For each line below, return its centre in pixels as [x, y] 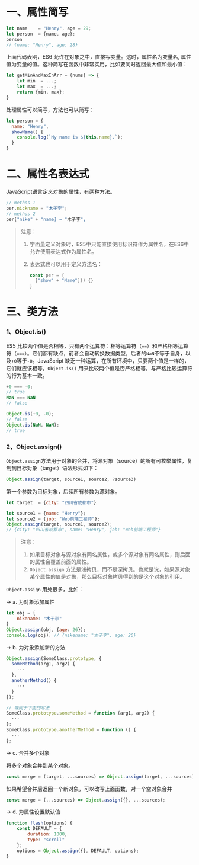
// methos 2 [21, 214]
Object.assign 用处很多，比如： [45, 590]
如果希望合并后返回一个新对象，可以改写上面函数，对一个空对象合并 [89, 789]
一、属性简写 [38, 12]
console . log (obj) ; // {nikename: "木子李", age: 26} [71, 635]
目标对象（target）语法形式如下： [57, 468]
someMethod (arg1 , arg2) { [44, 664]
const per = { [47, 275]
